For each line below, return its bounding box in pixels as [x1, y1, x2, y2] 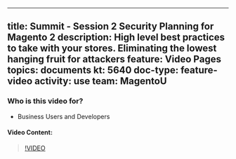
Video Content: [7, 128, 53, 137]
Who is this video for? [7, 96, 84, 106]
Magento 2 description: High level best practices [7, 32, 225, 43]
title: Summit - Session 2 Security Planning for [7, 20, 214, 32]
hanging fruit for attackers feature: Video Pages [7, 53, 221, 65]
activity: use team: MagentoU [34, 75, 167, 88]
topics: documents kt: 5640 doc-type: [7, 64, 179, 76]
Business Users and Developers [17, 112, 110, 120]
